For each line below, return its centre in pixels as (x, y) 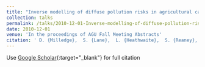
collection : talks (30, 18)
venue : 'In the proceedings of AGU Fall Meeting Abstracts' (85, 35)
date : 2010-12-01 (28, 29)
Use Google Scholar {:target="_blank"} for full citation (73, 58)
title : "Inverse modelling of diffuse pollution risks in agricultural (99, 12)
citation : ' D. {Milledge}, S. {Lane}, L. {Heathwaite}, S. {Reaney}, (102, 40)
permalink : (20, 23)
